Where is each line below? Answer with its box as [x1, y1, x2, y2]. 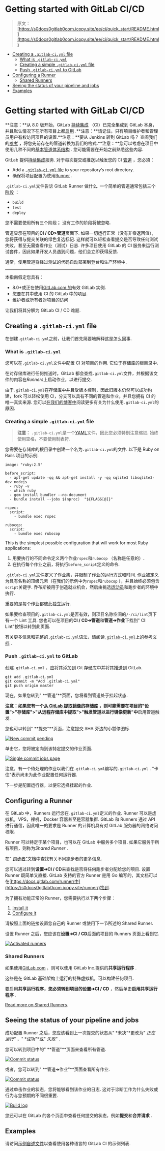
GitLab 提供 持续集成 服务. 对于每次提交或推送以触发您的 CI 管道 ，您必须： [5, 156, 155, 163]
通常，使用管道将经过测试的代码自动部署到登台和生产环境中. [5, 259, 127, 265]
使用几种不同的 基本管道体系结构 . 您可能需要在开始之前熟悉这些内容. [5, 146, 143, 152]
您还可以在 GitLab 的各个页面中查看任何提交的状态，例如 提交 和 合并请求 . [5, 1112, 152, 1118]
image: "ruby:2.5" [5, 463, 43, 467]
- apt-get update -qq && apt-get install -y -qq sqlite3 [9, 475, 129, 480]
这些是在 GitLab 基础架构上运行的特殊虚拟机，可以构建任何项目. [5, 975, 134, 981]
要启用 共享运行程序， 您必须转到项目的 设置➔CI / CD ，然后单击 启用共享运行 [5, 986, 158, 992]
